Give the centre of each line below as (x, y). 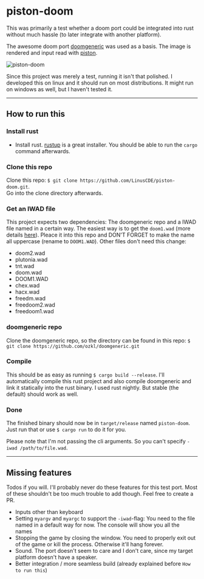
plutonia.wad (31, 260)
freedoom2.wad (35, 305)
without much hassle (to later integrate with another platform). (84, 34)
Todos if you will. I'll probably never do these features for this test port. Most (102, 487)
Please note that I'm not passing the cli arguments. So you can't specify (96, 442)
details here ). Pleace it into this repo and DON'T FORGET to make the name (100, 235)
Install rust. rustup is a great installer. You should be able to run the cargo (106, 145)
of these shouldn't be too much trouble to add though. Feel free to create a (100, 493)
